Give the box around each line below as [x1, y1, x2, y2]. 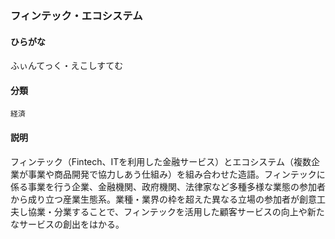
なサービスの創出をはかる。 [10, 218, 125, 230]
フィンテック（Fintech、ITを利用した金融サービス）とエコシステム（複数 [10, 155, 312, 167]
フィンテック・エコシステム [10, 8, 143, 22]
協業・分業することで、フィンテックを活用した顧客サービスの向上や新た [27, 205, 325, 217]
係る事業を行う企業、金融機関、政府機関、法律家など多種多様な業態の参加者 [10, 180, 326, 192]
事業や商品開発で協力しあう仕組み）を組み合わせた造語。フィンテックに [27, 168, 326, 180]
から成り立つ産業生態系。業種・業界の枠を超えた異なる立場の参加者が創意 [10, 193, 317, 205]
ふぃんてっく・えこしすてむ [10, 60, 124, 72]
